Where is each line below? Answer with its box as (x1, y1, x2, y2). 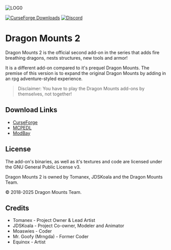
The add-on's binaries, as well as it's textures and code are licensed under (5, 158, 162, 164)
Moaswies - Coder (12, 228, 52, 234)
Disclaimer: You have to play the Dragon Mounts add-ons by (17, 85, 145, 91)
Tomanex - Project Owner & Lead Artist (12, 217, 95, 223)
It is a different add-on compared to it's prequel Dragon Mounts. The (5, 64, 150, 71)
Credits (5, 204, 30, 212)
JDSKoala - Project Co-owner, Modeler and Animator (12, 222, 125, 229)
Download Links (5, 106, 58, 114)
